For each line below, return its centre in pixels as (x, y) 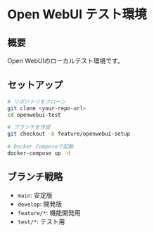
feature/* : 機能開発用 (49, 212)
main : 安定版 (35, 195)
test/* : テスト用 (41, 221)
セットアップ (35, 85)
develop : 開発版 (39, 204)
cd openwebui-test (34, 115)
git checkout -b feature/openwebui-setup (69, 134)
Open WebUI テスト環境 (77, 14)
